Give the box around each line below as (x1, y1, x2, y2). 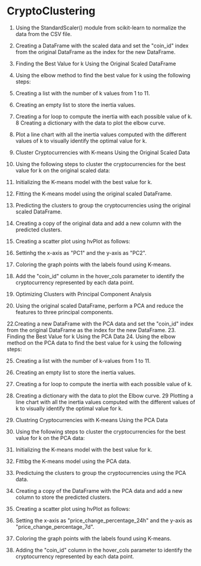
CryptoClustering (7, 4, 96, 18)
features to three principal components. (15, 308, 114, 315)
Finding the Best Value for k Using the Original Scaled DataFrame (15, 60, 176, 67)
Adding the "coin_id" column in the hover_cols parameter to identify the (15, 546, 192, 553)
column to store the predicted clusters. (15, 493, 111, 501)
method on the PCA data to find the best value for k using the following (7, 339, 182, 346)
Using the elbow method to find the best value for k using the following (15, 71, 191, 79)
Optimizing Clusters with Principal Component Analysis (15, 290, 152, 297)
